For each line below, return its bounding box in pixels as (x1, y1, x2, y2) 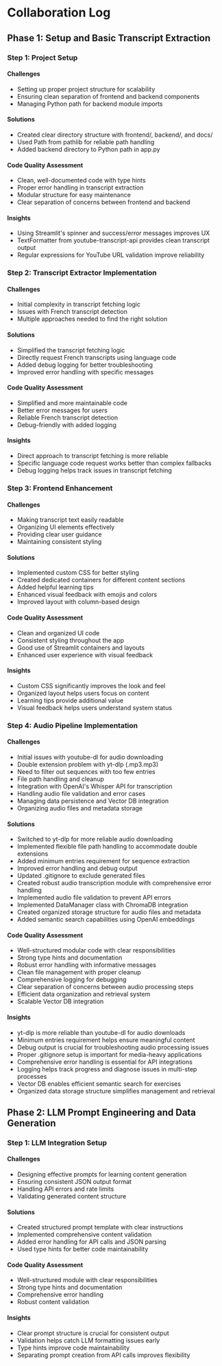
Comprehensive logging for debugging (16, 975, 127, 983)
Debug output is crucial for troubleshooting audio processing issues (16, 1043, 209, 1051)
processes (16, 1072, 47, 1080)
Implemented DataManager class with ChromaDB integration (16, 901, 188, 909)
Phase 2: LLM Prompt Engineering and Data (7, 1106, 197, 1118)
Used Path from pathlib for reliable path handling (16, 137, 155, 146)
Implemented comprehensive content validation (16, 1231, 152, 1239)
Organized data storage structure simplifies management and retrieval (16, 1086, 216, 1095)
